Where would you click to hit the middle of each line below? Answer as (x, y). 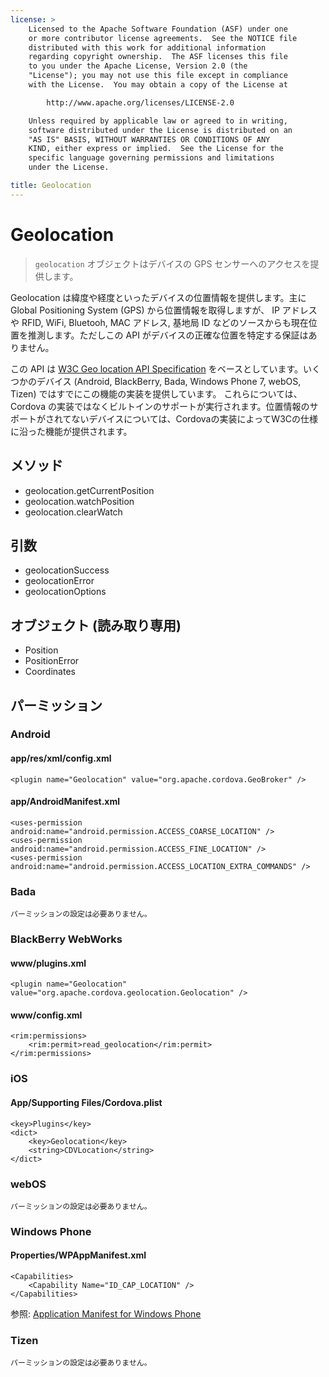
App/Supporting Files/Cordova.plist (86, 1102)
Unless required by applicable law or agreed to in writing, (158, 121)
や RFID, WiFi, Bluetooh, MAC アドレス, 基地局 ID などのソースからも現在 (159, 322)
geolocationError (59, 581)
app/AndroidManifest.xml (65, 802)
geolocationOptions (65, 592)
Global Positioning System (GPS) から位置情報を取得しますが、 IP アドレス (164, 310)
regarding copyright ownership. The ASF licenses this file (158, 57)
